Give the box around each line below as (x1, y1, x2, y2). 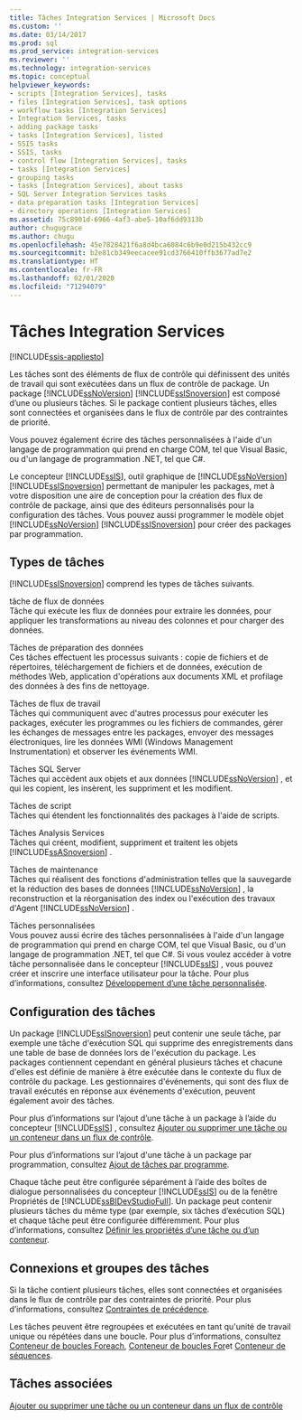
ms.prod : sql (9, 38, 59, 48)
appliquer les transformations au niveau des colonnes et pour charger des (9, 616, 285, 626)
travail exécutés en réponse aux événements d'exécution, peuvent (9, 1086, 256, 1096)
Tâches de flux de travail (9, 698, 101, 710)
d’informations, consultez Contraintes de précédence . (9, 1303, 210, 1314)
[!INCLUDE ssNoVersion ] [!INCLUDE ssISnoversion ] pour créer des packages (9, 519, 291, 530)
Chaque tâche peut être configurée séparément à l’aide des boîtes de (9, 1177, 268, 1188)
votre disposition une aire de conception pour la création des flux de (9, 490, 263, 501)
